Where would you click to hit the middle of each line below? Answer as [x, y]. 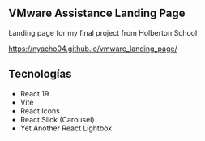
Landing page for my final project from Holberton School [103, 32]
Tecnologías [40, 74]
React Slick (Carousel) [57, 119]
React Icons [40, 111]
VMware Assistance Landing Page [97, 13]
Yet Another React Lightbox [66, 128]
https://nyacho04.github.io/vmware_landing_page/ [93, 49]
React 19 [34, 93]
